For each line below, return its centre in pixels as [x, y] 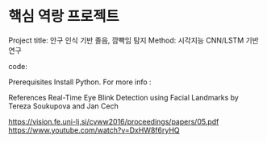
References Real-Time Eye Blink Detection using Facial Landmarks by [124, 97]
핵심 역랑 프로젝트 [64, 16]
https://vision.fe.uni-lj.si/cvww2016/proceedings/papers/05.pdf [114, 121]
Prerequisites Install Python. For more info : [80, 82]
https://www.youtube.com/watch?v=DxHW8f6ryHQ [94, 130]
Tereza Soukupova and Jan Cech [63, 106]
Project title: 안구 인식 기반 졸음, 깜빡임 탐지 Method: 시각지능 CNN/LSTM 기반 [134, 40]
